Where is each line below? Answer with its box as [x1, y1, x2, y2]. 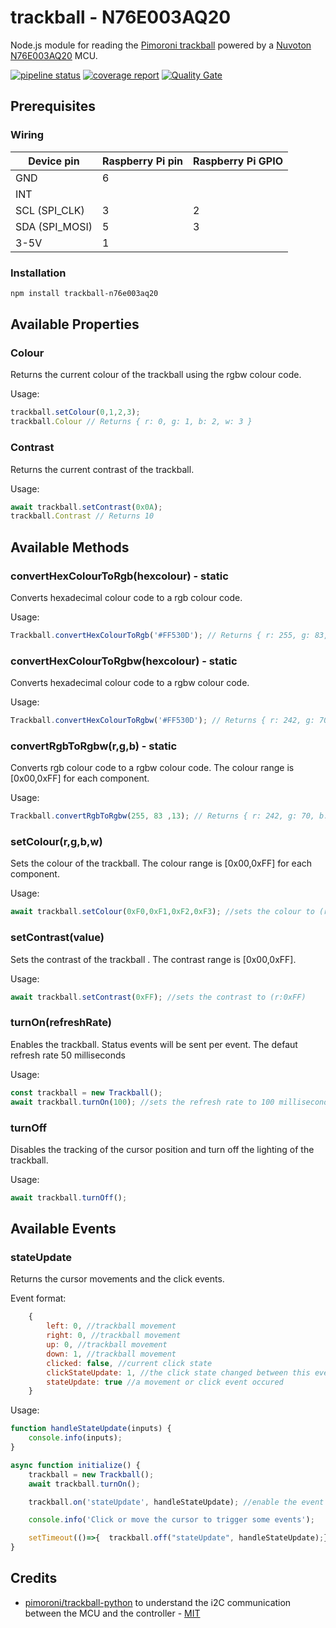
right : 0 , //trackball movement [46, 1331, 182, 1341]
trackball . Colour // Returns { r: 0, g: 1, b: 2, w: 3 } [10, 417, 253, 427]
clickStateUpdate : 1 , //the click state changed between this [46, 1367, 311, 1378]
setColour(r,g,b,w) [10, 835, 103, 849]
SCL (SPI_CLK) [15, 203, 85, 217]
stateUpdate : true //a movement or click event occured [46, 1377, 284, 1387]
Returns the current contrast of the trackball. [10, 463, 195, 475]
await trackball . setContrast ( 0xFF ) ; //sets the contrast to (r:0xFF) [10, 992, 307, 1002]
